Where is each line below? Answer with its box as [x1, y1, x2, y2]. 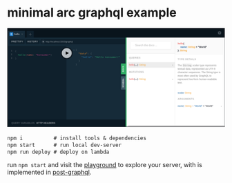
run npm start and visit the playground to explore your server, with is [7, 161, 202, 169]
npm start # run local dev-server [7, 142, 122, 149]
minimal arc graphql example [7, 5, 177, 21]
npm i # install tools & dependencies [7, 135, 147, 142]
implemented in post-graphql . [7, 168, 92, 177]
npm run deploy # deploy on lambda [7, 148, 110, 156]
